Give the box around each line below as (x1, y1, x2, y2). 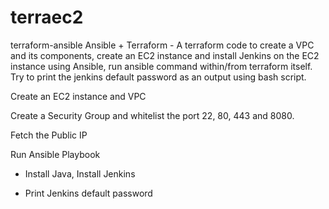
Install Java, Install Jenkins (24, 167, 136, 180)
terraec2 (10, 6, 84, 29)
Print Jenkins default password (24, 187, 153, 199)
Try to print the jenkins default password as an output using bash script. (10, 71, 307, 83)
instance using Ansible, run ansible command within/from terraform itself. (10, 60, 313, 72)
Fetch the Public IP (10, 129, 88, 141)
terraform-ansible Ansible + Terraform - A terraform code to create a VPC (10, 39, 315, 51)
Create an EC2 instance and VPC (10, 90, 147, 102)
